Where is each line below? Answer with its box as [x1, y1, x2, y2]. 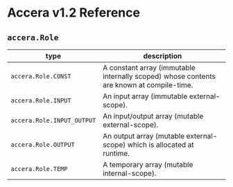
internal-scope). [103, 168, 157, 178]
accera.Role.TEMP [10, 165, 68, 172]
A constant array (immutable [103, 63, 196, 72]
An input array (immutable [103, 91, 188, 101]
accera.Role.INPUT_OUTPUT [10, 116, 96, 124]
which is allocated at [127, 140, 194, 150]
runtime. [103, 149, 130, 158]
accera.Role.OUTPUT [10, 141, 75, 148]
